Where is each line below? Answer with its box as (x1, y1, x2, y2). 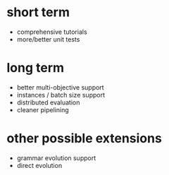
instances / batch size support (16, 90, 106, 99)
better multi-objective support (16, 83, 104, 92)
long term (6, 60, 65, 76)
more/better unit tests (16, 35, 80, 43)
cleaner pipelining (16, 105, 69, 114)
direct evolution (16, 161, 63, 169)
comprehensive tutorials (16, 28, 87, 36)
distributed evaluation (16, 98, 80, 107)
